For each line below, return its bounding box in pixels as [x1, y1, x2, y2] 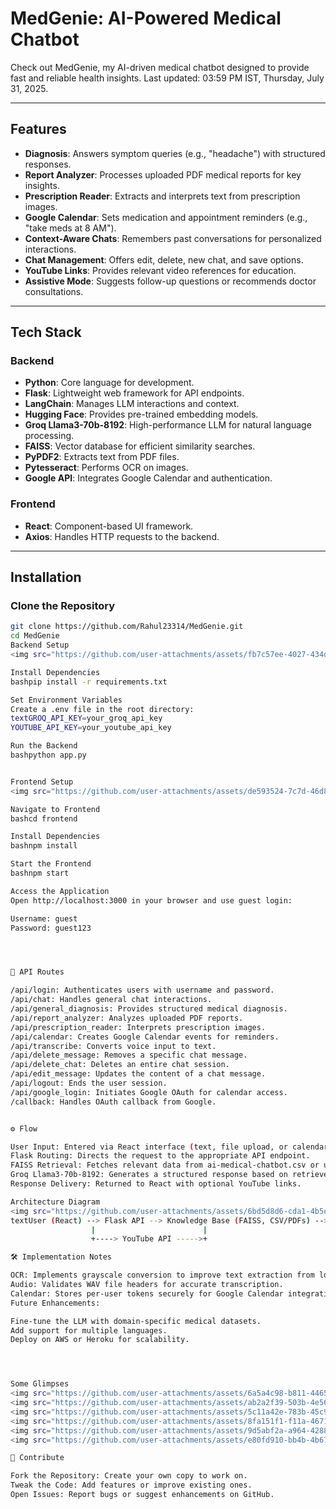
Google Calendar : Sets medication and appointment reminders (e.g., [24, 211, 308, 223]
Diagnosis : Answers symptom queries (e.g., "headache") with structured [24, 147, 326, 159]
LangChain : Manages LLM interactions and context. [24, 398, 240, 410]
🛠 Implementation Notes [10, 1252, 113, 1262]
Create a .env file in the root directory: [10, 704, 195, 714]
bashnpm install [10, 841, 78, 851]
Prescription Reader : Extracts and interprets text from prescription [24, 190, 301, 202]
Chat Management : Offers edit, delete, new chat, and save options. [24, 253, 304, 266]
